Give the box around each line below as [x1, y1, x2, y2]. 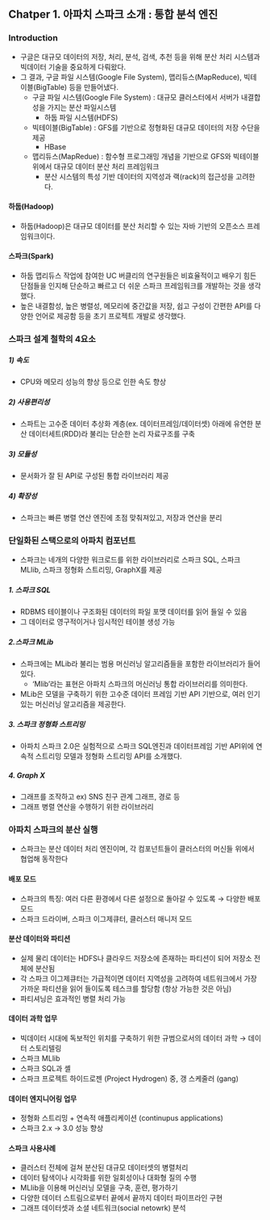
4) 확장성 [8, 491, 38, 500]
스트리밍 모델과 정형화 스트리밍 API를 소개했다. [35, 751, 183, 762]
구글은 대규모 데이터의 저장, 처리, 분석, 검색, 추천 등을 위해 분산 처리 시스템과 [19, 52, 260, 61]
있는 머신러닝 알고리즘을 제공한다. [19, 699, 127, 709]
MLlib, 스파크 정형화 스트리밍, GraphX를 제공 [19, 565, 163, 575]
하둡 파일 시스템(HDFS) [44, 112, 118, 122]
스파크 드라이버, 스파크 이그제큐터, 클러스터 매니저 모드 [19, 914, 193, 923]
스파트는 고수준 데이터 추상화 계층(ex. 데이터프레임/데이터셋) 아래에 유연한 [19, 419, 254, 428]
